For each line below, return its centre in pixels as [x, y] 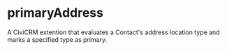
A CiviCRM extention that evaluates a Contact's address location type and [113, 32]
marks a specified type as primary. [57, 39]
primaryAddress [55, 13]
